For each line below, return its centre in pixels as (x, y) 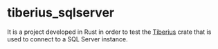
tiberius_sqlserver (61, 13)
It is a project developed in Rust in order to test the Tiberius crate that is (109, 32)
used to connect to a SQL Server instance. (67, 39)
